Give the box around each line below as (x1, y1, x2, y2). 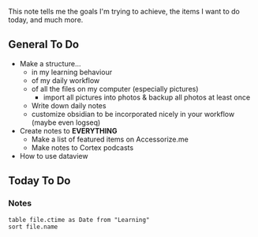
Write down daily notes (31, 100, 107, 110)
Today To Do (8, 174, 71, 188)
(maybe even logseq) (31, 118, 101, 127)
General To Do (8, 38, 80, 51)
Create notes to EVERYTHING (19, 126, 118, 135)
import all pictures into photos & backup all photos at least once (43, 92, 251, 102)
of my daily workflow (31, 75, 100, 85)
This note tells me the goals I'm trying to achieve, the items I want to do (8, 7, 241, 16)
